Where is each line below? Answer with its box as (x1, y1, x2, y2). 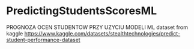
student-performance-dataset (6, 36, 80, 43)
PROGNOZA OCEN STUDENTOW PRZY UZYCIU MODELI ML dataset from (6, 24, 188, 31)
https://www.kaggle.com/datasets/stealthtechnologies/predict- (24, 30, 181, 37)
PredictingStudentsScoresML (6, 4, 157, 18)
